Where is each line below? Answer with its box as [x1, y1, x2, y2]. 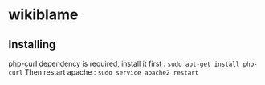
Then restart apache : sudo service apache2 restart [24, 67, 199, 77]
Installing [8, 38, 56, 51]
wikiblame [8, 6, 79, 24]
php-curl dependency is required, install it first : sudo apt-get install [8, 59, 240, 68]
